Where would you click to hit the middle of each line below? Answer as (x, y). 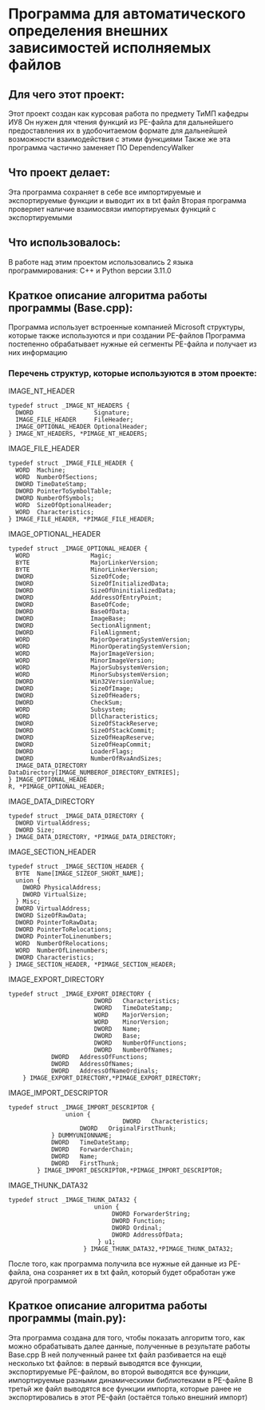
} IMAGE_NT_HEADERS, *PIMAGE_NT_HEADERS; (78, 433)
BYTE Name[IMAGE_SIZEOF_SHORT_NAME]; (80, 873)
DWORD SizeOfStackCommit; (85, 730)
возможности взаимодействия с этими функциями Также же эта (120, 139)
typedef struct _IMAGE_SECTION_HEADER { (77, 866)
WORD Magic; (64, 555)
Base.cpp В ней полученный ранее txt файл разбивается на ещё (117, 1354)
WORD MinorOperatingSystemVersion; (103, 646)
